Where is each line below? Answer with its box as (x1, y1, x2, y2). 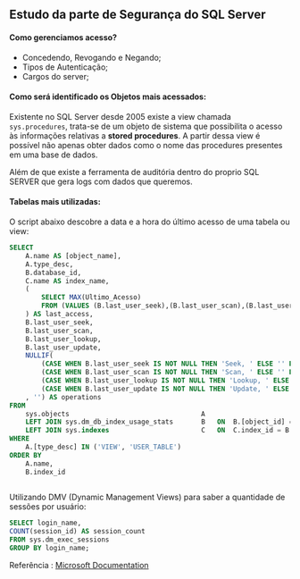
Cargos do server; (21, 71, 89, 81)
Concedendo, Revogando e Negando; (21, 52, 162, 63)
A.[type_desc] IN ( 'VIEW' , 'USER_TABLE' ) (25, 442, 181, 451)
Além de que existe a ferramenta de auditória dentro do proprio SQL (9, 166, 260, 177)
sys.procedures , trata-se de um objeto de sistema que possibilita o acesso (9, 121, 283, 131)
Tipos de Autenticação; (21, 62, 109, 72)
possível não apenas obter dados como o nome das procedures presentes (9, 139, 283, 150)
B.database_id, (25, 268, 82, 277)
